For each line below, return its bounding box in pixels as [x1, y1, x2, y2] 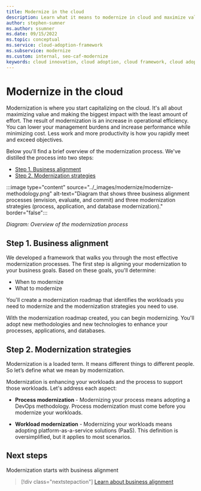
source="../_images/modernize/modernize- [66, 184, 173, 191]
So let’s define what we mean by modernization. [6, 366, 124, 374]
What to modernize [14, 285, 63, 292]
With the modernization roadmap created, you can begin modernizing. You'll [6, 314, 194, 322]
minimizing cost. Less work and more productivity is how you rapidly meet [6, 130, 190, 137]
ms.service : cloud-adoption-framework [6, 43, 103, 49]
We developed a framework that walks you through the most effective [6, 254, 178, 261]
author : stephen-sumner [6, 20, 66, 26]
